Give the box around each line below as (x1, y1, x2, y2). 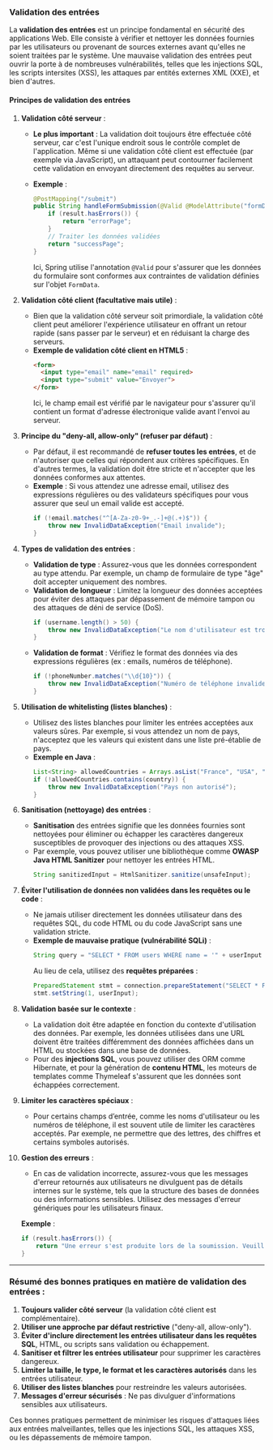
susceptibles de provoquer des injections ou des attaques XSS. (32, 838, 245, 848)
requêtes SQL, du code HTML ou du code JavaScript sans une (32, 918, 242, 928)
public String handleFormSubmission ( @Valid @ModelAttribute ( (32, 202, 244, 211)
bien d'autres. (9, 76, 56, 87)
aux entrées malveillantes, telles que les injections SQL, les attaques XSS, (9, 1423, 255, 1433)
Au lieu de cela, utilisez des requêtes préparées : (32, 966, 198, 976)
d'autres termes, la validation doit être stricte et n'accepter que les (32, 464, 256, 473)
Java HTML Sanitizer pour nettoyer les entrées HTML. (32, 855, 215, 865)
